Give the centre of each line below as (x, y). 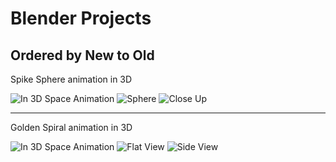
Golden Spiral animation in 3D (71, 127)
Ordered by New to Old (82, 55)
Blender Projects (81, 18)
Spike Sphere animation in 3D (71, 79)
